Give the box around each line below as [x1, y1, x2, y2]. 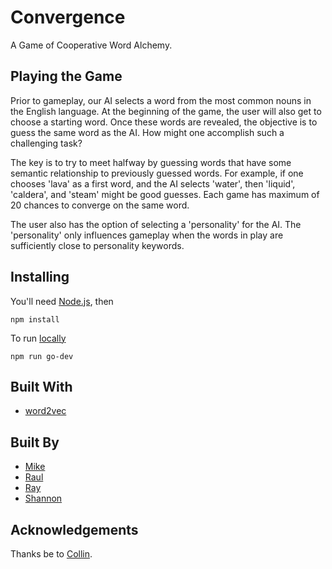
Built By [10, 434, 60, 451]
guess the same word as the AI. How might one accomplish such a [10, 126, 285, 138]
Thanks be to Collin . [10, 548, 93, 560]
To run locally [10, 332, 67, 344]
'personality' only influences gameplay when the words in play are [10, 229, 284, 241]
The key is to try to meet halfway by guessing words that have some [10, 156, 292, 168]
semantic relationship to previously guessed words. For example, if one [10, 167, 304, 179]
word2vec [24, 405, 67, 417]
